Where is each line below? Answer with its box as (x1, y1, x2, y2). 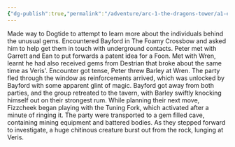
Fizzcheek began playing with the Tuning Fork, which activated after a (7, 103, 209, 111)
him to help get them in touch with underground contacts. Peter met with (7, 44, 217, 52)
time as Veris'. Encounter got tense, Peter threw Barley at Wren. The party (7, 66, 220, 75)
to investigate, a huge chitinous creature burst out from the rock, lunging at (7, 125, 224, 134)
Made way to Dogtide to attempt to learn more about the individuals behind (7, 29, 224, 38)
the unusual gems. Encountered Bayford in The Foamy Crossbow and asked (7, 36, 227, 45)
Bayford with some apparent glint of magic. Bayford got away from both (7, 81, 215, 89)
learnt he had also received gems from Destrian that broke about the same (7, 59, 222, 67)
